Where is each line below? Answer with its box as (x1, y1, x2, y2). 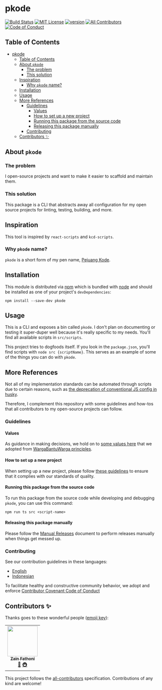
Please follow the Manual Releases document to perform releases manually (5, 530, 155, 536)
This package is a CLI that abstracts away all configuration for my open (5, 202, 147, 208)
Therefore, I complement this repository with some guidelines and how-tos (5, 401, 153, 407)
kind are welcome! (5, 681, 42, 687)
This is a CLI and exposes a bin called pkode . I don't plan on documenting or (5, 324, 156, 330)
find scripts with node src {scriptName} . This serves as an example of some (5, 349, 156, 355)
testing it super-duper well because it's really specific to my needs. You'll (5, 329, 151, 335)
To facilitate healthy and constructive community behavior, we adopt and (5, 583, 150, 589)
